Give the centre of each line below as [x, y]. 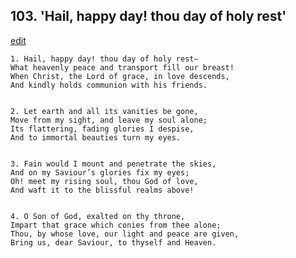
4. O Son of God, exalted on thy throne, [98, 216]
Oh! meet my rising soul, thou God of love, [104, 181]
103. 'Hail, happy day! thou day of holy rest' [148, 16]
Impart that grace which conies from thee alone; [116, 225]
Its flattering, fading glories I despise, [102, 129]
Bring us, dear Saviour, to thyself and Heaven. [113, 242]
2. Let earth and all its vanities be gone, [104, 111]
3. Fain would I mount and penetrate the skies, [113, 164]
